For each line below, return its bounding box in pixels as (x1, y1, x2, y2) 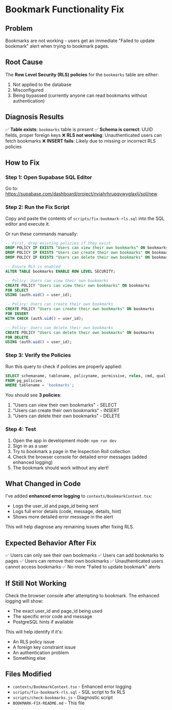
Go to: (5, 186, 18, 192)
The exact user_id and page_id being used (12, 608, 102, 614)
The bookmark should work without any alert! (12, 464, 109, 471)
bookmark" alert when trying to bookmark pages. (5, 43, 110, 49)
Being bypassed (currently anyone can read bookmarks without (12, 92, 147, 98)
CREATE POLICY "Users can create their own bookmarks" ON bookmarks (5, 307, 155, 312)
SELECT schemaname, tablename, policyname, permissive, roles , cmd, (5, 373, 155, 378)
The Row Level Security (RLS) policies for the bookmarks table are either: (5, 71, 159, 77)
